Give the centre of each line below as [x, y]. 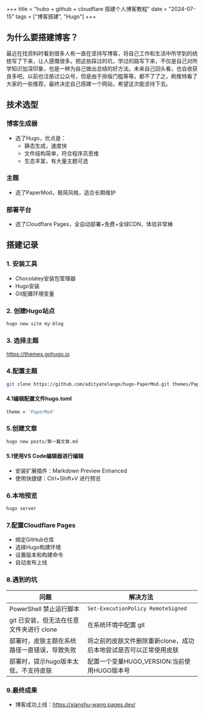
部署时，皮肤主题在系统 [43, 640]
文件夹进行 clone [33, 629]
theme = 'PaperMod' [31, 412]
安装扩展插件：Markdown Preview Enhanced [71, 471]
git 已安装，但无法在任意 [44, 620]
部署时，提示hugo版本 [41, 661]
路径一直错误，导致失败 [43, 650]
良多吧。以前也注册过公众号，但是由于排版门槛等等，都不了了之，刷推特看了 [102, 76]
